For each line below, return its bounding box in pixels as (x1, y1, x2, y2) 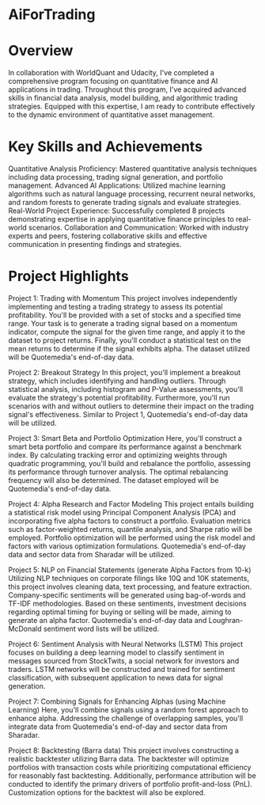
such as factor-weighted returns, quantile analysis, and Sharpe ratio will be (8, 525, 253, 534)
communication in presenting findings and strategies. (8, 240, 182, 249)
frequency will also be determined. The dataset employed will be (8, 476, 219, 484)
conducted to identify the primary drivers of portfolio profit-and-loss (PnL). (8, 780, 253, 788)
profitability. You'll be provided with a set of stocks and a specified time (8, 310, 241, 320)
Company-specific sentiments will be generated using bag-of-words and (8, 590, 246, 599)
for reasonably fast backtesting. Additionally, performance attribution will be (8, 771, 256, 780)
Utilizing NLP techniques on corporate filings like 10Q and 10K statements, (8, 574, 249, 583)
